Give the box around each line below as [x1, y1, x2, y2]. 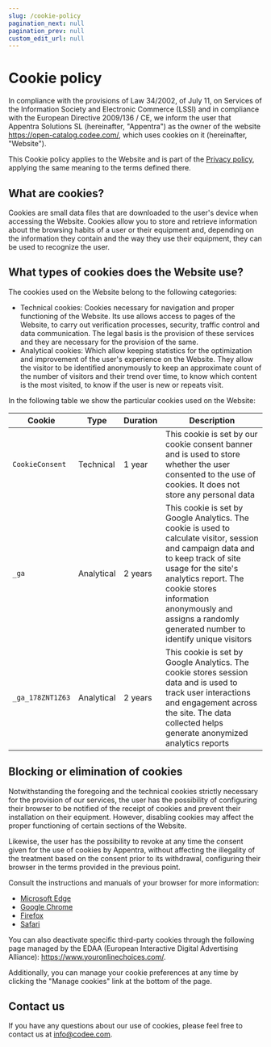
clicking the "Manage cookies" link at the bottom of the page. [8, 976, 212, 986]
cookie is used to [165, 522, 230, 533]
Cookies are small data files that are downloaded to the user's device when [8, 208, 259, 217]
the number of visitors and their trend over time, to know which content [19, 371, 257, 381]
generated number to [165, 623, 246, 634]
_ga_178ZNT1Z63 [12, 692, 71, 702]
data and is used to [165, 676, 238, 687]
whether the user [165, 458, 231, 469]
